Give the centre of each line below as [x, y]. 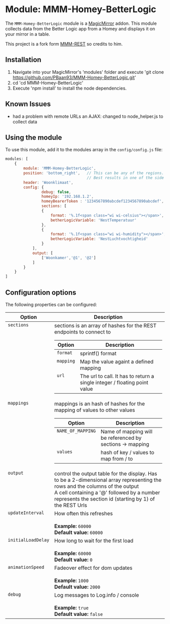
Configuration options [41, 292]
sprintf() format [98, 353]
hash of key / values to [127, 452]
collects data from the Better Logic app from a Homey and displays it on [80, 28]
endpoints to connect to [82, 331]
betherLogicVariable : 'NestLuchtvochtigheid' [99, 239]
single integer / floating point [114, 382]
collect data [25, 121]
